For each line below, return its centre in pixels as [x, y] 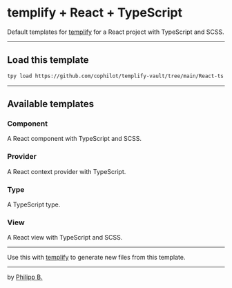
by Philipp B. [25, 277]
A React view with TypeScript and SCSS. [65, 238]
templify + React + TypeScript [95, 13]
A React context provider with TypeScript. [67, 171]
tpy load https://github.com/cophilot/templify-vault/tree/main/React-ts [116, 76]
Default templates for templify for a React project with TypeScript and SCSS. [116, 32]
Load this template [48, 60]
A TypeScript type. [34, 204]
